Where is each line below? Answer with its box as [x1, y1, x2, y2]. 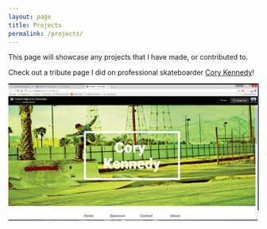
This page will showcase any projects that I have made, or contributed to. [8, 52, 249, 62]
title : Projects [8, 21, 62, 29]
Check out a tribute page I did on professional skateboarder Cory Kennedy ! [8, 68, 254, 77]
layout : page [8, 13, 52, 21]
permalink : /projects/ [8, 29, 83, 37]
